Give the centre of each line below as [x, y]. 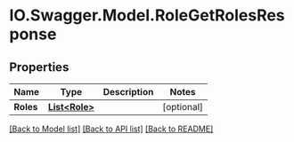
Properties [39, 67]
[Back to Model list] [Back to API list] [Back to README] [111, 129]
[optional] [182, 107]
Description [128, 92]
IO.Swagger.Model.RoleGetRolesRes [147, 16]
